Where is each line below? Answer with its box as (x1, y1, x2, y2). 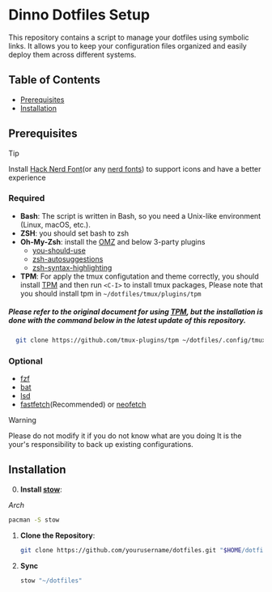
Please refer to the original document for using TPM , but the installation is (8, 307, 263, 317)
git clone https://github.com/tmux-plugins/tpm (15, 336, 180, 344)
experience (8, 172, 46, 182)
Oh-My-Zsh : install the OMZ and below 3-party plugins (19, 236, 206, 246)
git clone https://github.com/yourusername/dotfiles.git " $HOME (19, 546, 242, 554)
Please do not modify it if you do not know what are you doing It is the (8, 431, 242, 441)
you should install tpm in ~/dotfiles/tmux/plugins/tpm (19, 288, 202, 298)
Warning (8, 415, 36, 424)
